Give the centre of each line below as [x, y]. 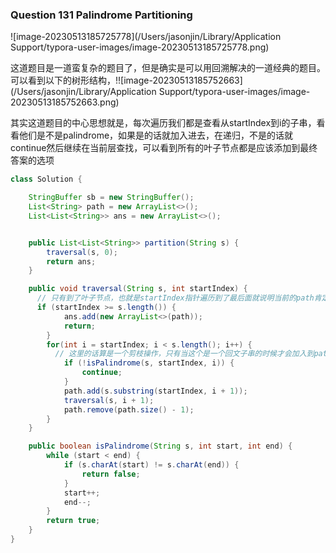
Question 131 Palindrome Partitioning [101, 15]
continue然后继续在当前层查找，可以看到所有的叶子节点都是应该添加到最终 [164, 148]
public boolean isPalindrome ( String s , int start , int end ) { [160, 446]
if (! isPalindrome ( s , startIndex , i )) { [149, 363]
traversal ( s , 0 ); [82, 252]
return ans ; [71, 261]
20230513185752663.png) [65, 102]
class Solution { [46, 179]
